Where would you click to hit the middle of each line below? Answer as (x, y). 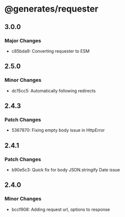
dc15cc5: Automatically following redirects (54, 91)
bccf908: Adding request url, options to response (61, 209)
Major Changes (23, 41)
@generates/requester (51, 9)
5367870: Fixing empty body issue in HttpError (58, 130)
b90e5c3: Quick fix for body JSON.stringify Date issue (66, 170)
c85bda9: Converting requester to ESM (50, 51)
